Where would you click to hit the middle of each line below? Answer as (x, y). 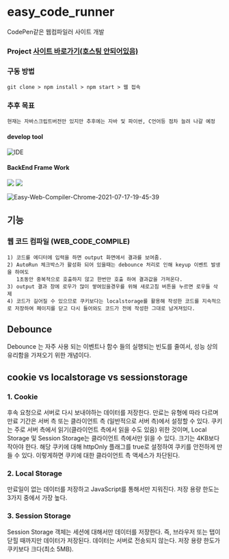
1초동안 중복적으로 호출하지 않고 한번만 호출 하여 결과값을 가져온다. (99, 279)
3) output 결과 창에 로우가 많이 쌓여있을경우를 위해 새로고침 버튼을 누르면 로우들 (109, 286)
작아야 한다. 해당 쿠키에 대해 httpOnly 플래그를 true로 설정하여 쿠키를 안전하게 (111, 447)
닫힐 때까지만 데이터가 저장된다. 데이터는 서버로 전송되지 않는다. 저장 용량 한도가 (114, 540)
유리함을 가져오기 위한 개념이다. (49, 355)
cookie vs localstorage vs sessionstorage (97, 377)
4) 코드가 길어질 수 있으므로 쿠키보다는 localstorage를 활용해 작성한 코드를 (103, 301)
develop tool (25, 137)
